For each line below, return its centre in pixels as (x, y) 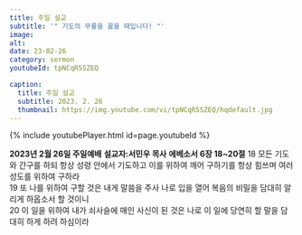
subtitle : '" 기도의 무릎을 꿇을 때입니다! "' (87, 26)
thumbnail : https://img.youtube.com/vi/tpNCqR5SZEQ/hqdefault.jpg (145, 109)
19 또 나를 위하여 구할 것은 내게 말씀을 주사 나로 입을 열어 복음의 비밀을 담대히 (146, 188)
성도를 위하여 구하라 (44, 176)
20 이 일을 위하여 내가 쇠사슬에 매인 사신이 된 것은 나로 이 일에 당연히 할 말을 (144, 211)
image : (22, 34)
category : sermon (42, 60)
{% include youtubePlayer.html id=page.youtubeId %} (110, 136)
